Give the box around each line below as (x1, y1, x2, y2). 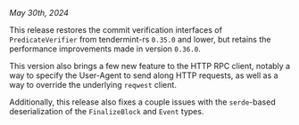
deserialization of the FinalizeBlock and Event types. (9, 106, 204, 116)
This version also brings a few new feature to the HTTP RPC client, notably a (9, 61, 291, 71)
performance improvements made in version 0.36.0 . (9, 43, 201, 54)
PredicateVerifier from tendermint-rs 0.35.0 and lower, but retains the (9, 35, 271, 44)
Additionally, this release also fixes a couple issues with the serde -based (9, 97, 276, 107)
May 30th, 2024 (9, 8, 70, 18)
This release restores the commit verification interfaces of (9, 25, 223, 35)
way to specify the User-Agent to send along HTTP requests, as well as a (9, 70, 278, 81)
